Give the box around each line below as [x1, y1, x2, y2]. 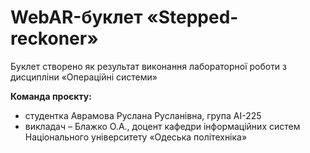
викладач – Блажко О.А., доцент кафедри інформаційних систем [24, 120, 301, 132]
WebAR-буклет [10, 6, 143, 29]
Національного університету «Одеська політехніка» [24, 131, 248, 143]
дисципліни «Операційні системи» [10, 71, 158, 83]
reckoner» [10, 27, 99, 50]
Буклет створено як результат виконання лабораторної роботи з [10, 60, 288, 72]
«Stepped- [146, 6, 239, 29]
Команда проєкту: [10, 90, 92, 102]
